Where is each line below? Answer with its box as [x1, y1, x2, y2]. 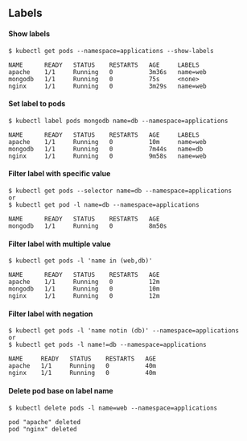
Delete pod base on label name [8, 386, 114, 395]
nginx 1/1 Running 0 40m [8, 369, 157, 377]
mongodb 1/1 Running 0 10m [8, 285, 160, 293]
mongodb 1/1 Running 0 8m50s [8, 222, 167, 230]
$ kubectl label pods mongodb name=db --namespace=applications [8, 117, 228, 125]
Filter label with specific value [8, 169, 111, 179]
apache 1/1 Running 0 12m [8, 278, 160, 286]
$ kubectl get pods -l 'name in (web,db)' [8, 257, 153, 265]
